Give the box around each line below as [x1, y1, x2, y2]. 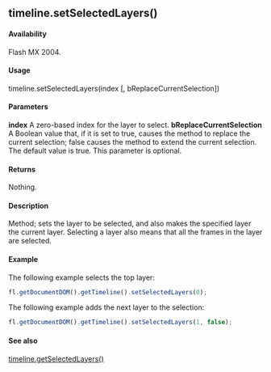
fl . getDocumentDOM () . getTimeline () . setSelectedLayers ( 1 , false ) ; [8, 319, 233, 327]
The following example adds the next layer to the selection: [8, 302, 205, 312]
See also [8, 336, 38, 345]
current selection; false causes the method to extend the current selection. [8, 137, 257, 146]
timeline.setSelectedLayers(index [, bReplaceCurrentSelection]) [8, 83, 220, 93]
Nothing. [8, 182, 38, 192]
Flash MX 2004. [8, 47, 62, 57]
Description [8, 201, 49, 210]
